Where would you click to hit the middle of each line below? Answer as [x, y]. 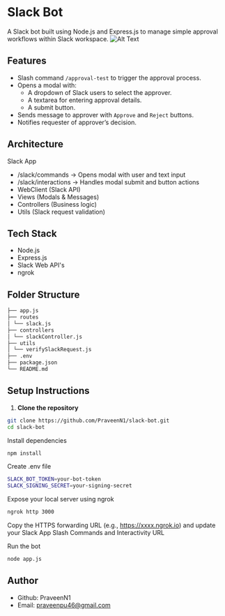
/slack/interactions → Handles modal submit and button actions [108, 182]
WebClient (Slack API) [49, 189]
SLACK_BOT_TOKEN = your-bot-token [54, 479]
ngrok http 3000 [31, 512]
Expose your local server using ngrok [61, 499]
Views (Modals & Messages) [58, 197]
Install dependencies [37, 440]
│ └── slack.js [29, 323]
